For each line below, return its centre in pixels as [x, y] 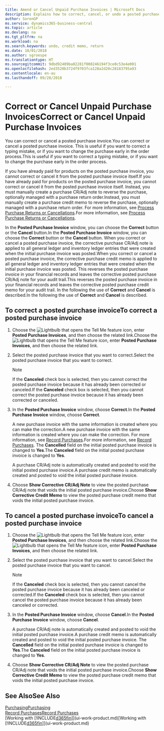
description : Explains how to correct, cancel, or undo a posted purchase [83, 14]
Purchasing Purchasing [28, 707]
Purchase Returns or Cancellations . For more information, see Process [75, 212]
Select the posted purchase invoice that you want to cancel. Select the [82, 560]
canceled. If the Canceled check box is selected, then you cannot [78, 389]
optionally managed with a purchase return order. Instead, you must [73, 197]
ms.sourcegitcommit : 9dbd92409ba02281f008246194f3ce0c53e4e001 [71, 64]
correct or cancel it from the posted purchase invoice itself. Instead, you [78, 187]
